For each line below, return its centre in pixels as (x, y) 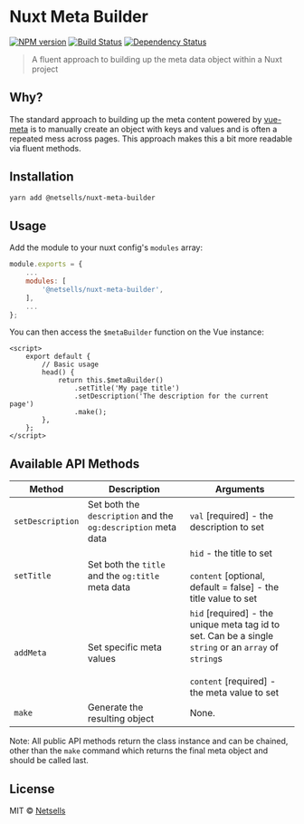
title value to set (223, 598)
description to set (227, 528)
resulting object (121, 719)
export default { (58, 357)
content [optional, (227, 576)
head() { (58, 373)
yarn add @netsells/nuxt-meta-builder (82, 198)
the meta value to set (234, 693)
